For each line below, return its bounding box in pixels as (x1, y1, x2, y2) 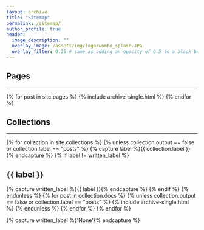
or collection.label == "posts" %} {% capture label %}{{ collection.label (6, 145, 185, 153)
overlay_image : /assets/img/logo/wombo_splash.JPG (12, 43, 143, 49)
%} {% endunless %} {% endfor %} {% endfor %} (6, 205, 132, 212)
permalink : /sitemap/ (6, 20, 61, 26)
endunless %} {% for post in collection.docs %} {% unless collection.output (6, 192, 196, 200)
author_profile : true (6, 26, 61, 32)
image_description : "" (12, 37, 69, 43)
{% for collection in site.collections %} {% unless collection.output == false (6, 139, 195, 146)
